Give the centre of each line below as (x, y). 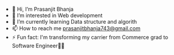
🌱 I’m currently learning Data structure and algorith (74, 22)
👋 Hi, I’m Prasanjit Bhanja (42, 9)
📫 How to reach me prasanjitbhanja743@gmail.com (76, 28)
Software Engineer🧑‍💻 (38, 46)
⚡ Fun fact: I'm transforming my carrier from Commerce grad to (90, 37)
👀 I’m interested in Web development (57, 15)
